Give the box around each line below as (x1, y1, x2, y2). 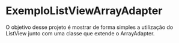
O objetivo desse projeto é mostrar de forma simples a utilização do (5, 24, 174, 31)
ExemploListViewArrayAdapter (5, 4, 163, 18)
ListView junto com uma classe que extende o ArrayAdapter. (5, 29, 155, 37)
